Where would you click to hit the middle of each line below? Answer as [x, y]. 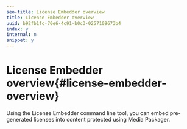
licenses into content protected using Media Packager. [102, 119]
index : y [17, 29]
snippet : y [20, 40]
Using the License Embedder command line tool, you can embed [87, 113]
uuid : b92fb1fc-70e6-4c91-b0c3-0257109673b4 [64, 23]
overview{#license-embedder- [86, 83]
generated [19, 119]
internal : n [21, 35]
